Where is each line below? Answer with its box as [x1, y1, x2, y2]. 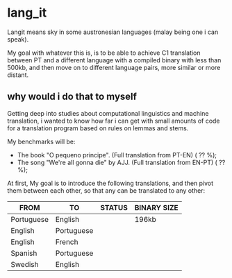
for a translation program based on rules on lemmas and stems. [7, 123, 189, 132]
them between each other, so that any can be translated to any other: [7, 186, 206, 195]
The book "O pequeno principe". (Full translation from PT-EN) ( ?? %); [17, 150, 217, 159]
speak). [7, 35, 29, 43]
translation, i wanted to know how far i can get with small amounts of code [7, 116, 220, 125]
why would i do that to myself [7, 91, 138, 103]
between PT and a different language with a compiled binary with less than [7, 55, 222, 64]
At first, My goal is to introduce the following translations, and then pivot [7, 179, 214, 187]
